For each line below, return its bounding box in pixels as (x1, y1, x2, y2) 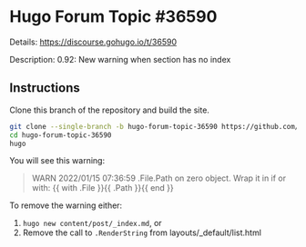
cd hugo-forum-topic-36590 (9, 130, 112, 140)
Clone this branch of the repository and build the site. (9, 104, 209, 115)
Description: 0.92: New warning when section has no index (9, 54, 231, 64)
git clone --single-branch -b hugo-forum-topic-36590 (9, 122, 219, 131)
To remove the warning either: (9, 200, 123, 211)
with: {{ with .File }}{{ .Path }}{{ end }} (31, 183, 175, 193)
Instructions (9, 80, 80, 96)
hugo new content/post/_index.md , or (22, 218, 162, 229)
